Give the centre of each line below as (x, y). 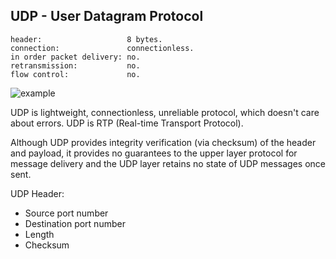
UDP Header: (37, 193)
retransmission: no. (75, 65)
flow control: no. (75, 74)
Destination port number (75, 223)
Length (39, 234)
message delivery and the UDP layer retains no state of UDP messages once (168, 163)
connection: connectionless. (102, 48)
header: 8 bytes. (86, 39)
